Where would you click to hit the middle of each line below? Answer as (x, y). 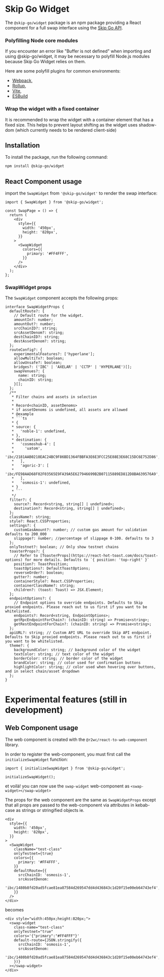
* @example (23, 414)
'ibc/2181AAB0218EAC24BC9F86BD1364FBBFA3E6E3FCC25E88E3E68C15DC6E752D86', (83, 457)
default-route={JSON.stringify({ (48, 940)
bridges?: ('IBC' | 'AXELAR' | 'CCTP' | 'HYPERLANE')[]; (73, 367)
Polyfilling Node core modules (41, 40)
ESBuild (20, 96)
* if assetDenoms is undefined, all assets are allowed (70, 410)
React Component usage (43, 182)
